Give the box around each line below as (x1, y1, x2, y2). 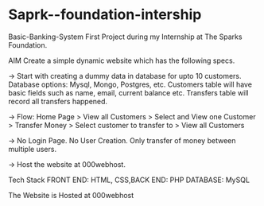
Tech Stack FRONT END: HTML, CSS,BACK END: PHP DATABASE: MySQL (8, 175, 250, 185)
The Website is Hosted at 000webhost (8, 190, 134, 200)
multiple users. (8, 144, 57, 154)
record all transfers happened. (8, 96, 108, 106)
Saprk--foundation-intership (8, 6, 202, 24)
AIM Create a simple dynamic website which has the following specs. (8, 56, 235, 65)
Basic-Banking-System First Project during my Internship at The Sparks (8, 32, 243, 41)
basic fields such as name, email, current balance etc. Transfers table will (8, 87, 249, 97)
